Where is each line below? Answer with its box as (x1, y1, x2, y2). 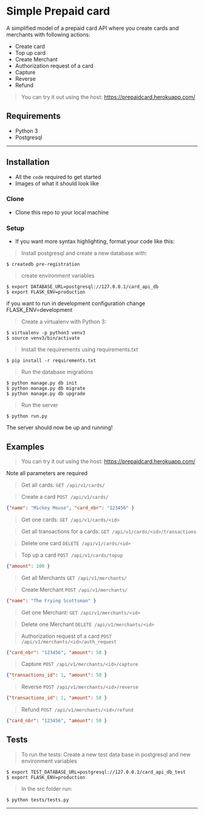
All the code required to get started (15, 173, 101, 180)
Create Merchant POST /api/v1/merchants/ (21, 586, 128, 593)
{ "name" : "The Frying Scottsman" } (6, 598, 97, 604)
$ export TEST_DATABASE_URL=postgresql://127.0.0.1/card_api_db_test (6, 769, 186, 775)
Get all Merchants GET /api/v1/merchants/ (21, 574, 127, 581)
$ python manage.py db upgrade (6, 391, 86, 397)
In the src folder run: (21, 785, 73, 792)
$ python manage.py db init (6, 380, 78, 386)
